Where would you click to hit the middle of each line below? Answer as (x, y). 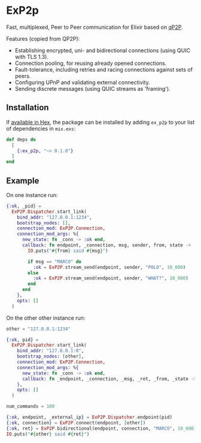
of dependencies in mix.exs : (41, 128)
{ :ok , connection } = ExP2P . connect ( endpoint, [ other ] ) (76, 423)
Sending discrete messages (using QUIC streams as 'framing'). (92, 88)
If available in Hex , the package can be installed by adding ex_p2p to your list (100, 122)
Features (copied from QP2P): (43, 38)
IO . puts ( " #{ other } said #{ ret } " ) (48, 434)
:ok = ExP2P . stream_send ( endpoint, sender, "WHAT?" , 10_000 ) (110, 278)
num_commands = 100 (31, 406)
